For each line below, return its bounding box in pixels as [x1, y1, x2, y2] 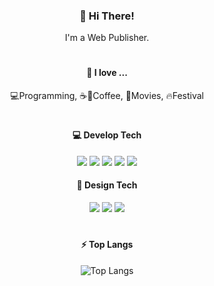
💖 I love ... [86, 67, 128, 79]
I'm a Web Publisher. [64, 32, 150, 44]
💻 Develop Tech [72, 129, 142, 141]
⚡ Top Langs [80, 239, 134, 251]
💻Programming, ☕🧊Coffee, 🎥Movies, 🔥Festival [10, 90, 204, 102]
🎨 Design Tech [76, 179, 138, 191]
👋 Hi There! [79, 9, 135, 23]
